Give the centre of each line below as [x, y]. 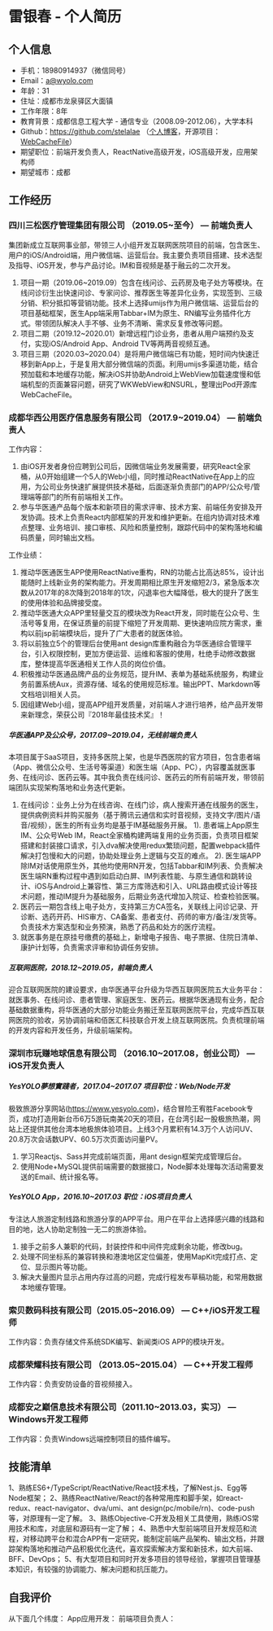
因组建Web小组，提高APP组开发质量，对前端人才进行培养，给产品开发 [138, 704]
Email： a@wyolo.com [56, 81]
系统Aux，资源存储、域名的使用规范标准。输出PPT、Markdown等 [152, 684]
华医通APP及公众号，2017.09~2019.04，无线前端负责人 [103, 734]
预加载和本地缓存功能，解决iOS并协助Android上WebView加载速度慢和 [137, 374]
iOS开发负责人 [37, 1065]
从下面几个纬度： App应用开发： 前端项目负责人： [92, 1619]
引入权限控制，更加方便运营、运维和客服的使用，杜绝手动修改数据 [145, 653]
